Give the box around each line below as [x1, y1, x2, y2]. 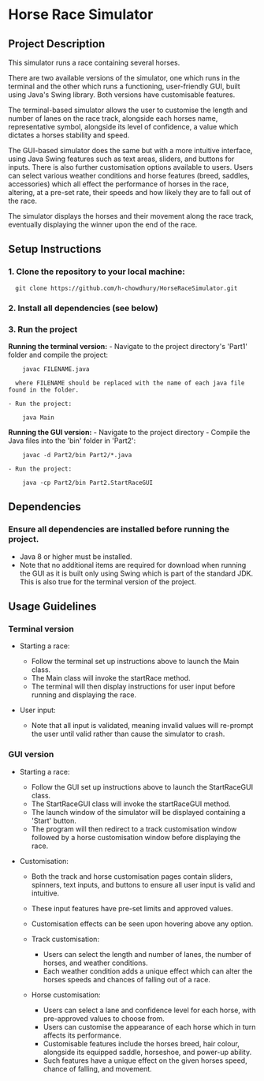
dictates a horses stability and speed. [8, 130, 130, 140]
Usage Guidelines [8, 599, 97, 613]
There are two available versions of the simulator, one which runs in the [8, 73, 240, 82]
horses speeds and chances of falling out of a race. [43, 974, 211, 984]
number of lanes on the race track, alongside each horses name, [8, 114, 218, 123]
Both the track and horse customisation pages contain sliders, [31, 871, 233, 881]
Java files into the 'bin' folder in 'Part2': [8, 436, 136, 445]
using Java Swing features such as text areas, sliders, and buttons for [8, 154, 235, 163]
